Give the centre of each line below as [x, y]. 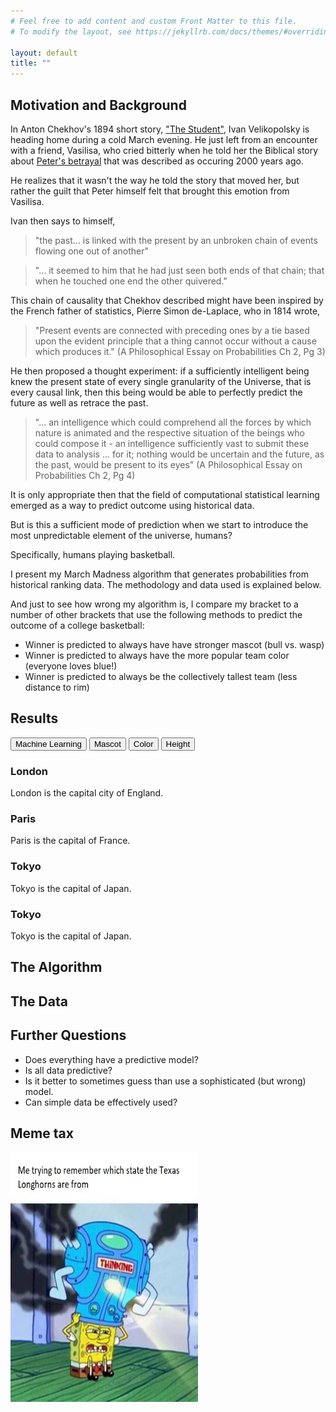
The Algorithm [56, 967]
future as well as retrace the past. [79, 402]
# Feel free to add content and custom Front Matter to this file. [154, 21]
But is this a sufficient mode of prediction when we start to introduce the [159, 524]
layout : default [44, 53]
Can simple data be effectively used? [101, 1102]
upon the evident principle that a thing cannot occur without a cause [175, 341]
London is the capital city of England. [87, 793]
